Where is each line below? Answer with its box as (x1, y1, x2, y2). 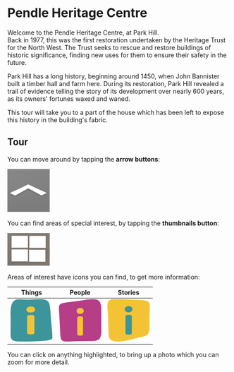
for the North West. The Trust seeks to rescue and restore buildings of (7, 43, 211, 52)
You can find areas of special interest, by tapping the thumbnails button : (7, 219, 220, 227)
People (69, 288, 91, 297)
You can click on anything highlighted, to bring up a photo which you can (7, 351, 219, 359)
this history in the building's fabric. (7, 115, 108, 124)
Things (20, 288, 42, 297)
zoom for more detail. (7, 358, 70, 366)
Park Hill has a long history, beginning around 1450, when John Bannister (7, 72, 220, 80)
